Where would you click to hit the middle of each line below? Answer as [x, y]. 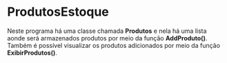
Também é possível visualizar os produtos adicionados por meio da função [114, 45]
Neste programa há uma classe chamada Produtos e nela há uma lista [107, 31]
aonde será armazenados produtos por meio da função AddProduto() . [107, 38]
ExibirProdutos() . [32, 53]
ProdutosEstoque [58, 12]
